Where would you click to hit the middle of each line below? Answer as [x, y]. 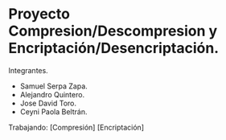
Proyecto [39, 14]
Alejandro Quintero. [52, 94]
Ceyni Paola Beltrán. [53, 111]
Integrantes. [28, 70]
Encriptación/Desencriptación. [114, 48]
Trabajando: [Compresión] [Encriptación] [76, 127]
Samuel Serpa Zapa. [54, 86]
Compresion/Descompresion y [113, 31]
